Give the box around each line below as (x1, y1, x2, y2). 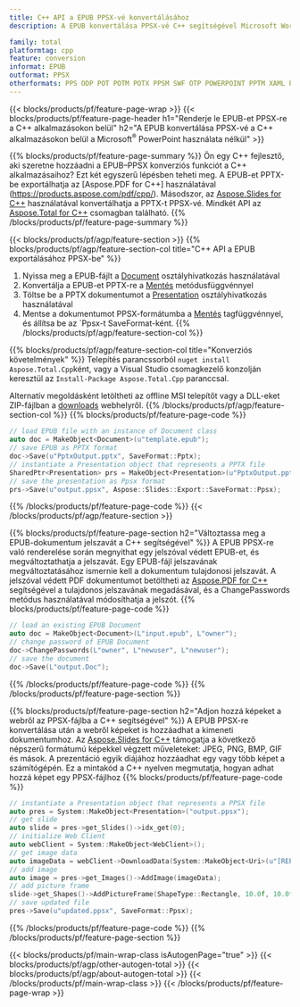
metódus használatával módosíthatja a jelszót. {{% (9, 595, 196, 605)
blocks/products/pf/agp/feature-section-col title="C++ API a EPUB (9, 244, 256, 254)
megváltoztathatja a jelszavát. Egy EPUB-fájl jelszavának (9, 556, 218, 567)
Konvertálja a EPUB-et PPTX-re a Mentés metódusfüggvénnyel (21, 280, 254, 291)
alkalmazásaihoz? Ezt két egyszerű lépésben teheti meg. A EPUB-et (9, 170, 259, 180)
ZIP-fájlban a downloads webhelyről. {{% (9, 400, 161, 411)
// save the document (9, 653, 90, 663)
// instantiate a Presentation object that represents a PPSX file (9, 798, 266, 808)
